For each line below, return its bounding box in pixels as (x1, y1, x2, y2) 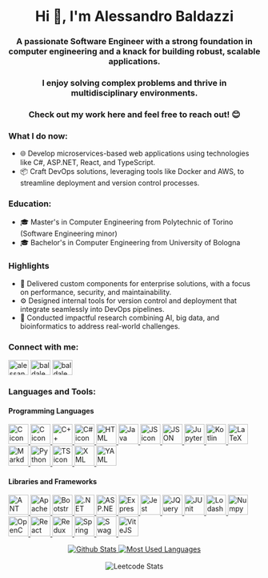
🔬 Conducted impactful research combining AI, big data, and (19, 313, 220, 322)
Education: (8, 198, 52, 209)
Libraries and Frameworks (8, 476, 98, 486)
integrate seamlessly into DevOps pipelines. (19, 304, 165, 313)
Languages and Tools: (8, 386, 96, 398)
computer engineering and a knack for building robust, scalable (8, 46, 261, 57)
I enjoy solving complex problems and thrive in (42, 78, 227, 89)
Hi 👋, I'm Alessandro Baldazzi (34, 7, 234, 26)
